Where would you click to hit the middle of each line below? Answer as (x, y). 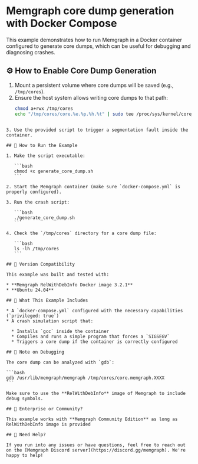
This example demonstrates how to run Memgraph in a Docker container (94, 40)
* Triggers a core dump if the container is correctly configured (95, 342)
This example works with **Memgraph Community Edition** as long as (92, 419)
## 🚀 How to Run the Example (42, 145)
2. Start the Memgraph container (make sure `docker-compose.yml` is (93, 187)
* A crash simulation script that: (50, 321)
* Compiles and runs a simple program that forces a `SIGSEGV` (90, 336)
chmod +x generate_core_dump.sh (54, 171)
